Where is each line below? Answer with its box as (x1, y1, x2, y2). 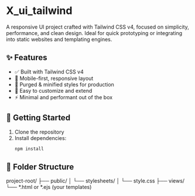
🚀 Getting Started (6, 113, 71, 123)
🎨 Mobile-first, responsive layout (14, 75, 94, 82)
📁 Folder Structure (6, 162, 74, 171)
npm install (14, 146, 44, 152)
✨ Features (6, 52, 47, 62)
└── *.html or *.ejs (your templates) (6, 184, 92, 191)
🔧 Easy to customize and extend (14, 87, 93, 94)
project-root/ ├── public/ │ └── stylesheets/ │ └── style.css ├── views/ (6, 177, 185, 184)
